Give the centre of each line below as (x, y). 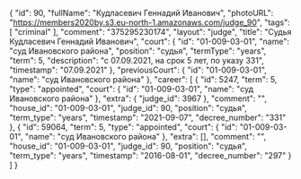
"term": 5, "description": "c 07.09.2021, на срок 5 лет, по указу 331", (137, 60)
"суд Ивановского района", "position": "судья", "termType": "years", (138, 51)
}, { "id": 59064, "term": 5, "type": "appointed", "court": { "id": (124, 127)
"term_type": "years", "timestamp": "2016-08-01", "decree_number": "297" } (150, 155)
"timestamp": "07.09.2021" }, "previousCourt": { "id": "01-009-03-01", (138, 70)
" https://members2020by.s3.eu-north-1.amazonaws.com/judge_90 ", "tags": (150, 22)
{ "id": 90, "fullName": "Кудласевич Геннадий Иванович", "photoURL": (142, 13)
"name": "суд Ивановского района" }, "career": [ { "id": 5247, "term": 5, (143, 79)
